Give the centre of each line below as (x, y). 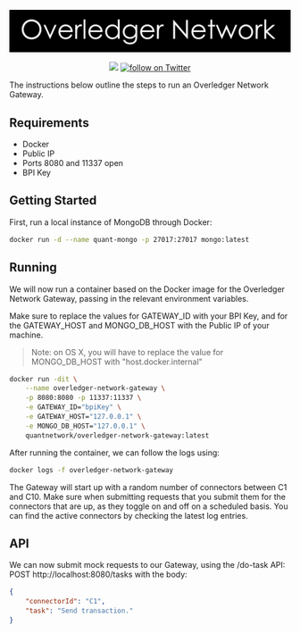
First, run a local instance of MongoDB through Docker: (111, 222)
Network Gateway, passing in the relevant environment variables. (129, 298)
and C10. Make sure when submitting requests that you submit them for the (147, 496)
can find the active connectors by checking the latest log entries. (129, 515)
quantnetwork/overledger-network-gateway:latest (117, 435)
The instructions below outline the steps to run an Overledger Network (139, 85)
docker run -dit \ (43, 379)
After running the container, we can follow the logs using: (115, 453)
